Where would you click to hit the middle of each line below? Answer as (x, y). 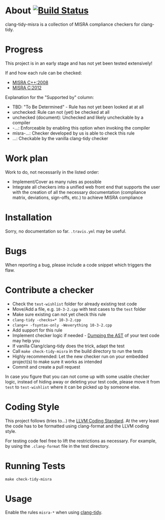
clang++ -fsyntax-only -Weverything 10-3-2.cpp (62, 325)
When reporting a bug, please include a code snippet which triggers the (78, 265)
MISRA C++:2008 (30, 82)
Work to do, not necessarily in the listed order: (52, 172)
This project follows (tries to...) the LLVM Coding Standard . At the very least (82, 421)
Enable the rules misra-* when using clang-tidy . (54, 513)
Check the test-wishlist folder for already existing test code (75, 304)
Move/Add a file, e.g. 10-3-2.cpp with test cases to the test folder (79, 309)
